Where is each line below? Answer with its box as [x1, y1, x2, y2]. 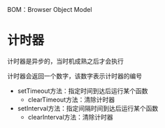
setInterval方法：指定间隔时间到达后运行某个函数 [17, 104, 159, 113]
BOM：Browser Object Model [7, 6, 92, 13]
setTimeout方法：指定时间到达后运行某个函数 [17, 86, 148, 95]
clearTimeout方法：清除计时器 [27, 95, 115, 104]
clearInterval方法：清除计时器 [27, 113, 113, 121]
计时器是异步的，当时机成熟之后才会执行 [7, 57, 124, 65]
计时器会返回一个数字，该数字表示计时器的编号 [7, 71, 142, 80]
